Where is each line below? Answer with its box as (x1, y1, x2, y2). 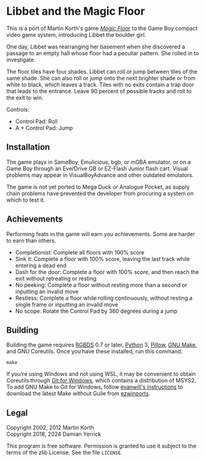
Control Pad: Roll (15, 118, 58, 125)
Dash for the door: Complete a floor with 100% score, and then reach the (15, 268, 199, 275)
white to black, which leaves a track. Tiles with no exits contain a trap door (6, 81, 195, 88)
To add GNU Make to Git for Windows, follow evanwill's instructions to (6, 383, 184, 391)
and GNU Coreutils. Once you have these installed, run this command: (6, 348, 183, 355)
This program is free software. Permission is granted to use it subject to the (6, 443, 197, 450)
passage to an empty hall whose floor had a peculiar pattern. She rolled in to (6, 49, 199, 56)
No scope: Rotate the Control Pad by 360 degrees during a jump (15, 307, 177, 314)
